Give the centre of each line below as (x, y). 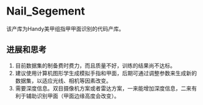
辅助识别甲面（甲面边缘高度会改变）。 (73, 96)
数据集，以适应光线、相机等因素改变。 (63, 81)
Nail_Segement (46, 11)
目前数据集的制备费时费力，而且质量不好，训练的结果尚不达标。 (95, 66)
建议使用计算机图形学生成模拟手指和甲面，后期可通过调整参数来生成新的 (106, 73)
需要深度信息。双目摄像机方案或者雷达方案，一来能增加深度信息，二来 (103, 88)
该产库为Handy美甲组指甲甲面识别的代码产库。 (66, 29)
